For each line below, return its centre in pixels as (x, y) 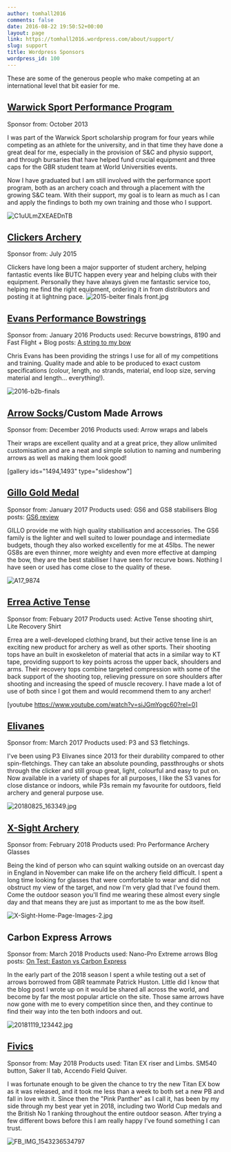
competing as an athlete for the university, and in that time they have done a (115, 145)
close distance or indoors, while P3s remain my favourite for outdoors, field (114, 786)
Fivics (20, 1047)
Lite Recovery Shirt (34, 626)
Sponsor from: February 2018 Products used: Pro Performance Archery (108, 845)
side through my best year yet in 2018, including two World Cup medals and (115, 1106)
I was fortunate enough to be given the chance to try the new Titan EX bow (114, 1084)
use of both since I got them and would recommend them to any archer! (109, 691)
